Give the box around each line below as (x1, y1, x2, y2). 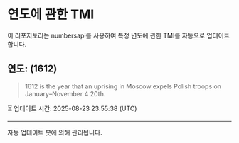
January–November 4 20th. (24, 89, 106, 98)
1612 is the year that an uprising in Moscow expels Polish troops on (24, 82, 222, 91)
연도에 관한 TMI (7, 6, 95, 23)
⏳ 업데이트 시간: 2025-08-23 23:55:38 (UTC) (7, 104, 137, 113)
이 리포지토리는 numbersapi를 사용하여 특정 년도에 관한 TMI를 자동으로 (7, 31, 206, 40)
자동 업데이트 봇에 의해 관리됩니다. (7, 128, 102, 137)
